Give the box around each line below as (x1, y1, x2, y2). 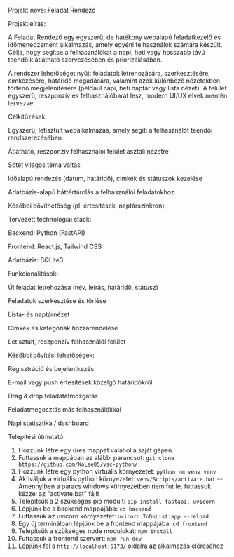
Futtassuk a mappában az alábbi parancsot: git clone (18, 454, 174, 462)
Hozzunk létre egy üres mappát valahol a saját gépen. (18, 446, 174, 455)
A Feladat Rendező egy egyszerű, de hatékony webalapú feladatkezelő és (8, 33, 221, 41)
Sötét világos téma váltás (8, 161, 81, 169)
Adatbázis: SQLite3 (8, 256, 64, 264)
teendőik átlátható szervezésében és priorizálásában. (8, 55, 163, 64)
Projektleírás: (8, 20, 46, 27)
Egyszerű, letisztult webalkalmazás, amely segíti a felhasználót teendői (8, 126, 213, 134)
